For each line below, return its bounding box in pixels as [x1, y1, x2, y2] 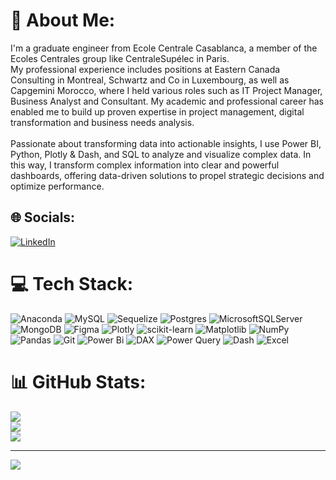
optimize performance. [10, 180, 105, 192]
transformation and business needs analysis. [10, 116, 195, 128]
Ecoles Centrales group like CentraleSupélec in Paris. [10, 52, 230, 64]
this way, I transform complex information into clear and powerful [10, 159, 280, 171]
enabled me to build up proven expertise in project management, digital [10, 105, 305, 118]
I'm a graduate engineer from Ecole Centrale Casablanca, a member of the [10, 42, 318, 54]
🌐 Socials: [10, 209, 76, 226]
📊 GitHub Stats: [10, 370, 147, 393]
